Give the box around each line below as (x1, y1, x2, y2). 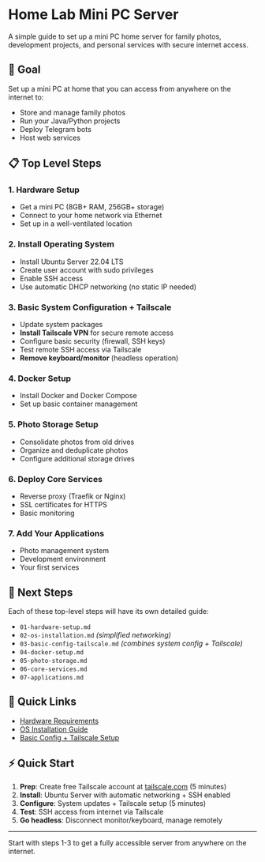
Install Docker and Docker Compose (19, 391, 137, 401)
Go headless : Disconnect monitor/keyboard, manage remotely (19, 815, 223, 825)
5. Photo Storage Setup (8, 419, 99, 430)
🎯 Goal (8, 63, 41, 77)
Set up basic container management (19, 399, 138, 408)
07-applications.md (19, 674, 84, 682)
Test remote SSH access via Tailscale (19, 345, 142, 355)
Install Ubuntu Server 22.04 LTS (19, 257, 124, 266)
